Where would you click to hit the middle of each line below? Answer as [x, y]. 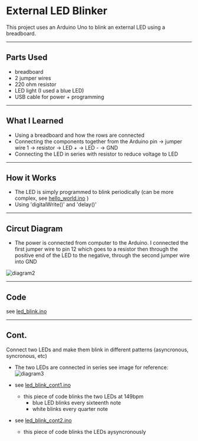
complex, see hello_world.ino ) [52, 198]
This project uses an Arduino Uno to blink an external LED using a [86, 27]
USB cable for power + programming [59, 97]
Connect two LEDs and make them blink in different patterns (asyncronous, [97, 350]
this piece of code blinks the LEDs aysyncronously [85, 432]
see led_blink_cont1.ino [43, 385]
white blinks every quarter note [70, 409]
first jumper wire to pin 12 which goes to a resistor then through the [96, 249]
